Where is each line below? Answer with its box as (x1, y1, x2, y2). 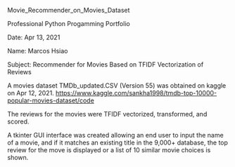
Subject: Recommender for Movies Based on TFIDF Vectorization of (7, 60, 204, 69)
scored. (7, 117, 30, 126)
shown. (7, 154, 29, 161)
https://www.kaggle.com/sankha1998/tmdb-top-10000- (55, 89, 217, 97)
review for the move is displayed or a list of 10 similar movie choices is (7, 146, 211, 154)
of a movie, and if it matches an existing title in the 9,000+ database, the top (7, 138, 229, 147)
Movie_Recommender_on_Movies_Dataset (7, 6, 130, 14)
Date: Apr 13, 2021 (7, 33, 61, 41)
